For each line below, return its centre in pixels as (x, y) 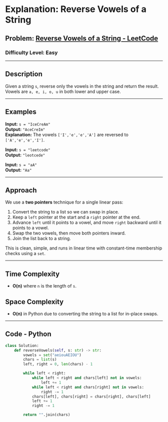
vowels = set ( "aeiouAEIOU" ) (52, 355)
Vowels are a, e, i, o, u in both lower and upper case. (63, 91)
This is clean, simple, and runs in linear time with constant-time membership (84, 248)
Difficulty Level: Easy (31, 52)
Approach (21, 190)
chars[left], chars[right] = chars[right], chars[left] (91, 396)
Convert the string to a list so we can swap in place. (66, 212)
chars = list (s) (40, 359)
